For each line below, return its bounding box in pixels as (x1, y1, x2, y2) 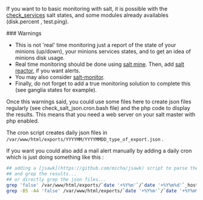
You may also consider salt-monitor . (14, 74, 105, 80)
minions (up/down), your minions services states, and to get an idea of (14, 48, 192, 55)
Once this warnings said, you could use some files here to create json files (6, 98, 192, 105)
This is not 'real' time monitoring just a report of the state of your (14, 42, 176, 48)
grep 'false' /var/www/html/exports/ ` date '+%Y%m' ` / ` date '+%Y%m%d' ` (6, 182, 185, 188)
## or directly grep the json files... (6, 176, 107, 182)
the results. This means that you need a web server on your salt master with (6, 111, 195, 118)
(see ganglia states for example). (14, 86, 97, 93)
